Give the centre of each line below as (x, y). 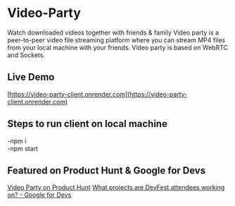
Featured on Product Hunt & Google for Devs (107, 170)
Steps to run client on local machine (87, 124)
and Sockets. (26, 55)
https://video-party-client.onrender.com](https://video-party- (99, 94)
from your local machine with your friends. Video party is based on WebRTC (118, 47)
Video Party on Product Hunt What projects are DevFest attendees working (116, 188)
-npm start (23, 148)
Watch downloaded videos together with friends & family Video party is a (113, 32)
